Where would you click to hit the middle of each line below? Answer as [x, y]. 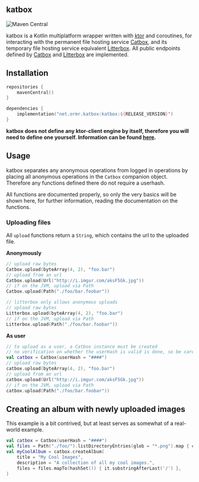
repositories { [25, 87]
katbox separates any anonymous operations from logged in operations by [97, 170]
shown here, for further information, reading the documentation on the [92, 201]
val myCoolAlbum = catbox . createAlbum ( [55, 452]
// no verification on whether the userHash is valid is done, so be [94, 352]
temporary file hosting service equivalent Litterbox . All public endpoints [93, 48]
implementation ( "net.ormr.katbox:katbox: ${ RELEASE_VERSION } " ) [95, 114]
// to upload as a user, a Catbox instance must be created [82, 347]
